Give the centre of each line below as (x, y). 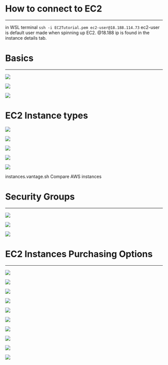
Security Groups (40, 197)
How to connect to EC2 (54, 9)
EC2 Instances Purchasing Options (79, 254)
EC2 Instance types (47, 116)
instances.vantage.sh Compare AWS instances (53, 176)
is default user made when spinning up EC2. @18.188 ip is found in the (77, 33)
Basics (19, 58)
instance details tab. (26, 38)
